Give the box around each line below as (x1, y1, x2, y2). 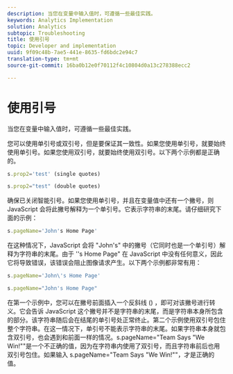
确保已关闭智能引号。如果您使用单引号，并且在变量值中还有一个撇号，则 (7, 196, 214, 205)
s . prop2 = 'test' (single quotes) (7, 170, 101, 177)
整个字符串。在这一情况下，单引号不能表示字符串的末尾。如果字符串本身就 (7, 324, 220, 332)
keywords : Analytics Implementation (7, 17, 113, 24)
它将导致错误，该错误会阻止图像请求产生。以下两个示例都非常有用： (7, 259, 202, 267)
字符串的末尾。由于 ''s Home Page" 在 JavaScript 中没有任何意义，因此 (19, 250, 223, 258)
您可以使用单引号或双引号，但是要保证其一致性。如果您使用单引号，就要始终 (7, 139, 226, 147)
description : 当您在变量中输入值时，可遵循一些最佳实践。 (7, 10, 156, 17)
